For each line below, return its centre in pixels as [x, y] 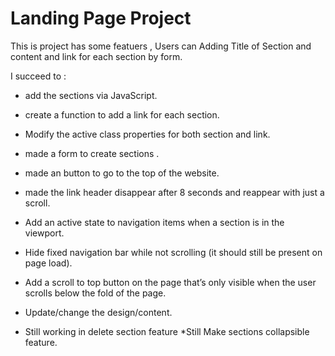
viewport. [44, 233]
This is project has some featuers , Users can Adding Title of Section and [161, 46]
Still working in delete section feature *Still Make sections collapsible [167, 331]
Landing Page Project [101, 18]
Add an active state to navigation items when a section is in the [154, 222]
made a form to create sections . [92, 153]
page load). [48, 263]
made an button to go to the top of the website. [122, 173]
